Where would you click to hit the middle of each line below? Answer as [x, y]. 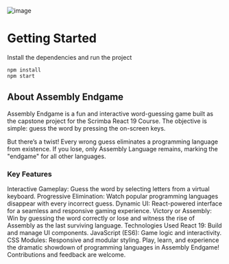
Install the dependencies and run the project [70, 57]
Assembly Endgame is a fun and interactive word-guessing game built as [110, 113]
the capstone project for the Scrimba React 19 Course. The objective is [107, 121]
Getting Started [52, 38]
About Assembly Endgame [65, 97]
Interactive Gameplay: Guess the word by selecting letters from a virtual [109, 189]
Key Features [30, 174]
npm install [24, 70]
